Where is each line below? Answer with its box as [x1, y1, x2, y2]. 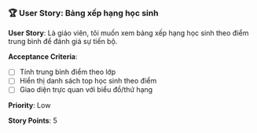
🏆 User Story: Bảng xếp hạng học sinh [8, 7, 159, 18]
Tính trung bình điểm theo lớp [19, 67, 116, 77]
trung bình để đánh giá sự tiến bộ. [8, 37, 118, 46]
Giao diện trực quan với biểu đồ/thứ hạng [19, 85, 153, 94]
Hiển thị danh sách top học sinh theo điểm [19, 76, 157, 86]
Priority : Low [8, 101, 51, 110]
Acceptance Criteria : [8, 52, 78, 61]
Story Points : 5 [8, 116, 57, 125]
